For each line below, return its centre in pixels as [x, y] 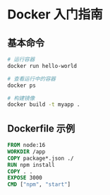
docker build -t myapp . [44, 105]
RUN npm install [31, 165]
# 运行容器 [21, 59]
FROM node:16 [26, 146]
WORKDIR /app [26, 152]
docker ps [22, 85]
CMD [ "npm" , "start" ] [39, 184]
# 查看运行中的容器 [32, 78]
